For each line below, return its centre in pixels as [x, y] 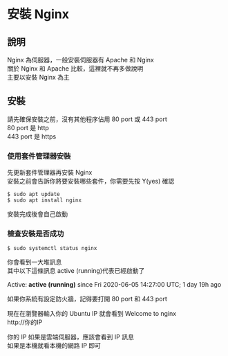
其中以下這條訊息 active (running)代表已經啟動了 [76, 271]
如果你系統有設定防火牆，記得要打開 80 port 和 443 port [87, 299]
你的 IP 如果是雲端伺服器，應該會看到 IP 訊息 [71, 337]
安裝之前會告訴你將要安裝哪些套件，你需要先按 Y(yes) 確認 [91, 181]
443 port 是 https [32, 136]
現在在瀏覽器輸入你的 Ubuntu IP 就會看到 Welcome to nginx [92, 314]
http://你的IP [25, 322]
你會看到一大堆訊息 [35, 262]
